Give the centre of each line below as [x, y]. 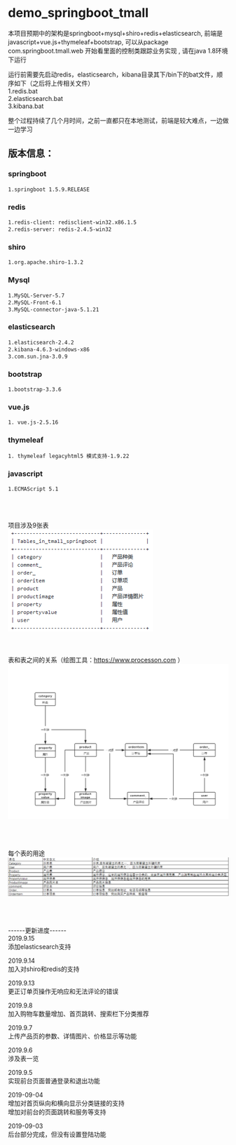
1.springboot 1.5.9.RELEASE [49, 189]
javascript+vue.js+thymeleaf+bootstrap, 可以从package [88, 42]
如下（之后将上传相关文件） [54, 83]
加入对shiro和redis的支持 [44, 969]
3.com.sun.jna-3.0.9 [38, 356]
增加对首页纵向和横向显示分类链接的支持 [66, 1103]
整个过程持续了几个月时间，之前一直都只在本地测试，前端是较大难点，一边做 [118, 120]
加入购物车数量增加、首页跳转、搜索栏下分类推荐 [78, 1013]
